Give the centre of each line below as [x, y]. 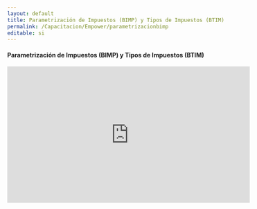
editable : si [26, 33]
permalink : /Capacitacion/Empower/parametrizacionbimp [88, 26]
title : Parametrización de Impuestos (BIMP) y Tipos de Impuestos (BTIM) [116, 20]
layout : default [30, 13]
